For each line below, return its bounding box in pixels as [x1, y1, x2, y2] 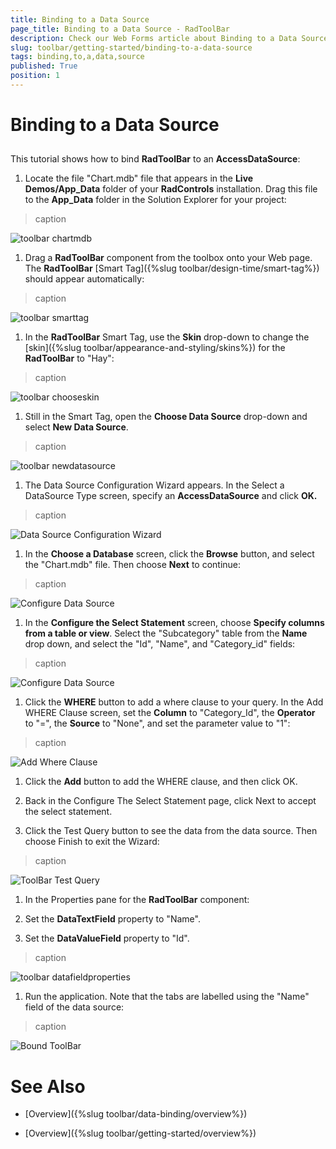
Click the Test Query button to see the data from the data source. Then [24, 825, 318, 837]
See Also [10, 1075, 86, 1098]
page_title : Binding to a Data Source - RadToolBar [10, 24, 230, 34]
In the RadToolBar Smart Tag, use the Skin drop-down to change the [24, 331, 310, 343]
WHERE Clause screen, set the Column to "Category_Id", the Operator [24, 707, 316, 719]
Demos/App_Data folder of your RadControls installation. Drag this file [24, 183, 318, 195]
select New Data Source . [24, 421, 129, 433]
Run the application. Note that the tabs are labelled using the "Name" [24, 991, 310, 1003]
